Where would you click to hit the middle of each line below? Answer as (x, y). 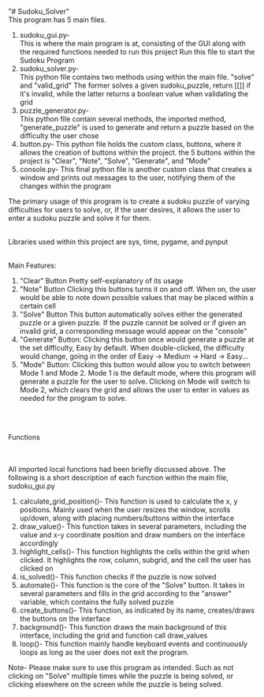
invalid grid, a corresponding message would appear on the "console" (133, 331)
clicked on (36, 568)
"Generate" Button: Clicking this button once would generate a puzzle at (137, 339)
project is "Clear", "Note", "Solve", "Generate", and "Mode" (115, 161)
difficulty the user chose (59, 136)
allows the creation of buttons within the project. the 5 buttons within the (138, 152)
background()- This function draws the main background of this (123, 627)
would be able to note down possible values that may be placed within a (136, 298)
